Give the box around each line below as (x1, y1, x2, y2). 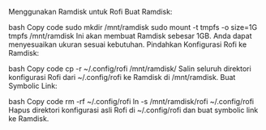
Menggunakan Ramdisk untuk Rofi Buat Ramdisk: (8, 7, 173, 16)
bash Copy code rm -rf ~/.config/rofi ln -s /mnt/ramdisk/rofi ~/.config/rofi (8, 97, 254, 106)
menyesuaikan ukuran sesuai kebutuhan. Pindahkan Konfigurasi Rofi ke (8, 40, 247, 49)
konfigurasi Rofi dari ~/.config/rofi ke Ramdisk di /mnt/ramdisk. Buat (8, 73, 236, 82)
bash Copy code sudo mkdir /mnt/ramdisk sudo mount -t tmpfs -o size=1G (8, 23, 258, 31)
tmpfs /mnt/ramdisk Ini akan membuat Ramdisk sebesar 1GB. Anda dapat (8, 31, 253, 40)
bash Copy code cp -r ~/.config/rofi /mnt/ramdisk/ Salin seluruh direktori (8, 64, 251, 73)
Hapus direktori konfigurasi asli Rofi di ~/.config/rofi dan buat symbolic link (8, 105, 259, 115)
